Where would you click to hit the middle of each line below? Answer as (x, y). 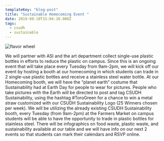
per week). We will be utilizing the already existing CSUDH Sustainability (78, 108)
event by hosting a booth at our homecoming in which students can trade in (82, 71)
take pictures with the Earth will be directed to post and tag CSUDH (73, 92)
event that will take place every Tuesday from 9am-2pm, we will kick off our (82, 66)
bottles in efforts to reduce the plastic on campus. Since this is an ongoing (81, 61)
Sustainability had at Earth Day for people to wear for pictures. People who (81, 87)
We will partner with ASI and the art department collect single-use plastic (79, 56)
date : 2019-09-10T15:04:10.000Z (38, 19)
